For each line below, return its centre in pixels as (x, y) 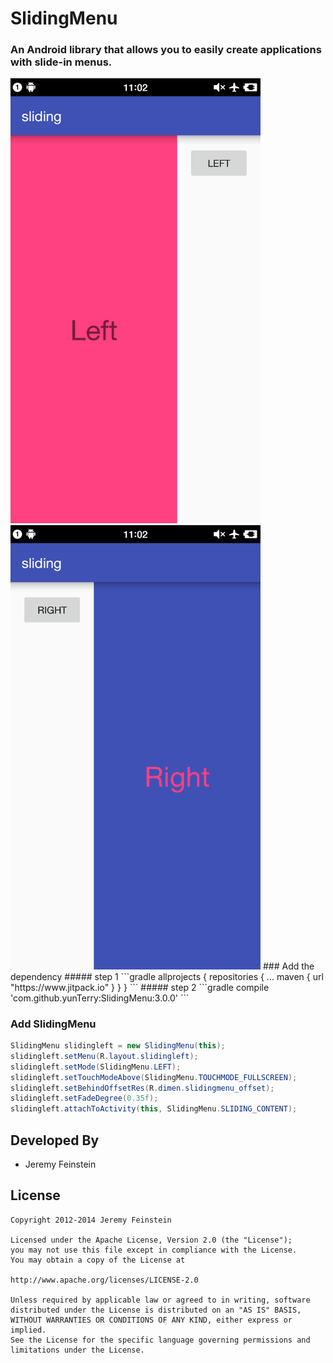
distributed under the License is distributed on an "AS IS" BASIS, (156, 1310)
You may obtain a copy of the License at (98, 1260)
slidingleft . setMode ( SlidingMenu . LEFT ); (96, 1067)
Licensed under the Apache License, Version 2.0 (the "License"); (151, 1240)
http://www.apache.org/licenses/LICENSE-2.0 (104, 1280)
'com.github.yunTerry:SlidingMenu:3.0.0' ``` (100, 998)
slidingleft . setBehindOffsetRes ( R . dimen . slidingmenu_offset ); (142, 1088)
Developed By (55, 1140)
